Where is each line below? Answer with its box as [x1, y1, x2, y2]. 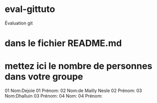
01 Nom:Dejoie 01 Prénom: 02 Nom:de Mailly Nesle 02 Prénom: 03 [5, 87, 142, 93]
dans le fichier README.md [5, 37, 122, 49]
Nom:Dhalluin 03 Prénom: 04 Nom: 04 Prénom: [5, 93, 103, 99]
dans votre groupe [5, 71, 84, 82]
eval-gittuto [5, 3, 55, 15]
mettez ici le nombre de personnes [5, 60, 152, 72]
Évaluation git [5, 20, 33, 26]
